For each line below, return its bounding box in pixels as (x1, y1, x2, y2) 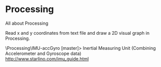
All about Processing (5, 20, 49, 26)
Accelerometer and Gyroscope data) (5, 50, 82, 56)
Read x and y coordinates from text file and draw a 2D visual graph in (5, 30, 150, 36)
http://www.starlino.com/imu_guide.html (5, 55, 89, 61)
